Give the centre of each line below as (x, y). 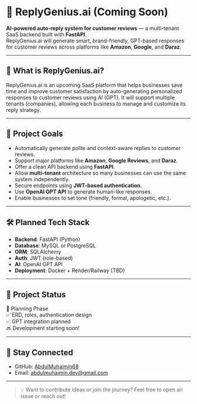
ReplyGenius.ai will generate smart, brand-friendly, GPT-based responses (95, 40)
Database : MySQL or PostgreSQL (55, 246)
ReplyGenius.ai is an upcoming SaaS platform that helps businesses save (94, 85)
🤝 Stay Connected (40, 352)
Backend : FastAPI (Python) (47, 239)
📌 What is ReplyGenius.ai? (55, 71)
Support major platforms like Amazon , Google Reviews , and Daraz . (96, 160)
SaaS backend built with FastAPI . (46, 34)
